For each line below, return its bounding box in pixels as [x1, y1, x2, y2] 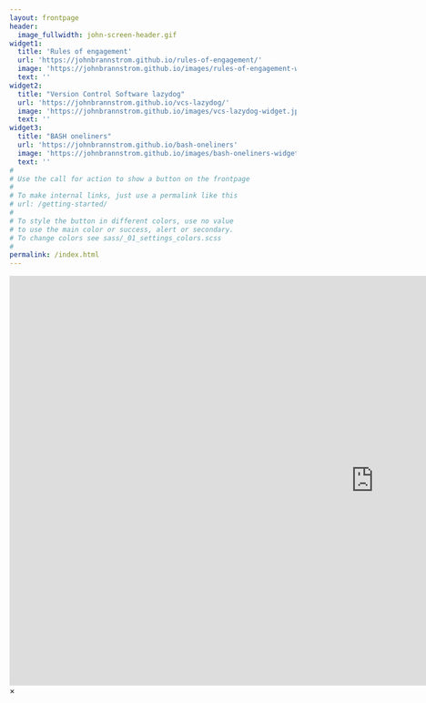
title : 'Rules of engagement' [17, 47, 132, 56]
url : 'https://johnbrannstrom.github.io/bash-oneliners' [17, 140, 238, 149]
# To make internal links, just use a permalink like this [9, 191, 238, 200]
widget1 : [9, 38, 43, 48]
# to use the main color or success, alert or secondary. [9, 225, 234, 234]
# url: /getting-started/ [9, 199, 107, 209]
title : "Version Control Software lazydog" [17, 89, 185, 98]
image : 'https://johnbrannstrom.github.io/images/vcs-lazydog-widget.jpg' [17, 107, 308, 116]
